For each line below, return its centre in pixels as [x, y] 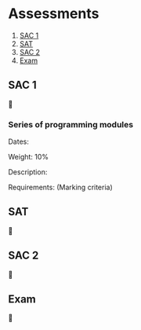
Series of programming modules [71, 124]
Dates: [18, 141]
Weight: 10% [29, 157]
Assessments [54, 14]
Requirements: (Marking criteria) [61, 187]
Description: [28, 172]
